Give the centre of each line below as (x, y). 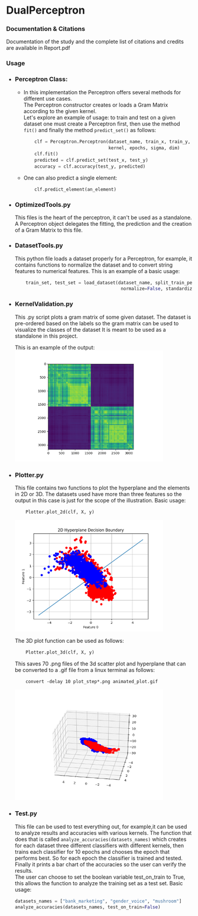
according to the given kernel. (60, 111)
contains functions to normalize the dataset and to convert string (94, 265)
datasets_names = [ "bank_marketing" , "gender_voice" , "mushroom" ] (98, 901)
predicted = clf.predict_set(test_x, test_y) (92, 161)
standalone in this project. (46, 336)
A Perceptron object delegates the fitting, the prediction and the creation (103, 224)
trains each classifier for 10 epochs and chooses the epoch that (92, 851)
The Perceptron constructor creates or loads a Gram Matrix (96, 105)
